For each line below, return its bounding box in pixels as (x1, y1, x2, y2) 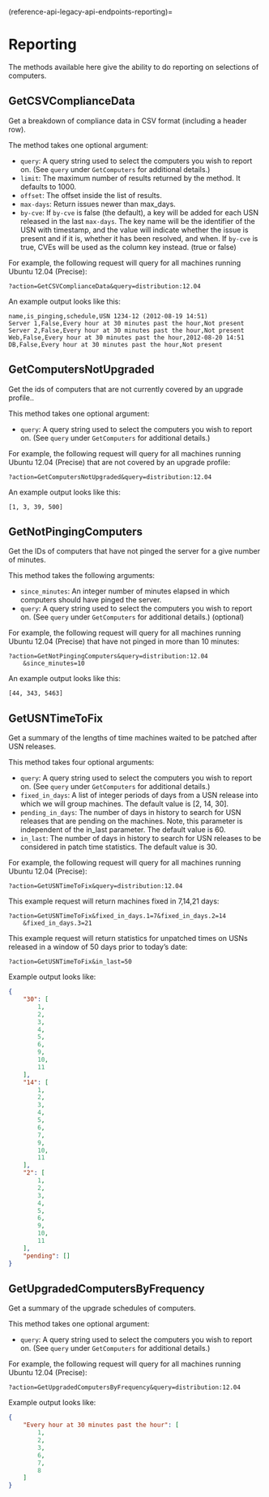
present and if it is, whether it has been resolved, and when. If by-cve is (19, 233, 258, 243)
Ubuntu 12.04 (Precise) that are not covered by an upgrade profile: (8, 457, 231, 467)
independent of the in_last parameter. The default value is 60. (19, 825, 226, 835)
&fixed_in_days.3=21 (23, 919, 92, 928)
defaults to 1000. (19, 182, 77, 192)
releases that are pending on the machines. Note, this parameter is (19, 816, 243, 826)
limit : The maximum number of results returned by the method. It (19, 173, 241, 183)
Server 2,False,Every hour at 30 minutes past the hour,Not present (8, 326, 245, 334)
